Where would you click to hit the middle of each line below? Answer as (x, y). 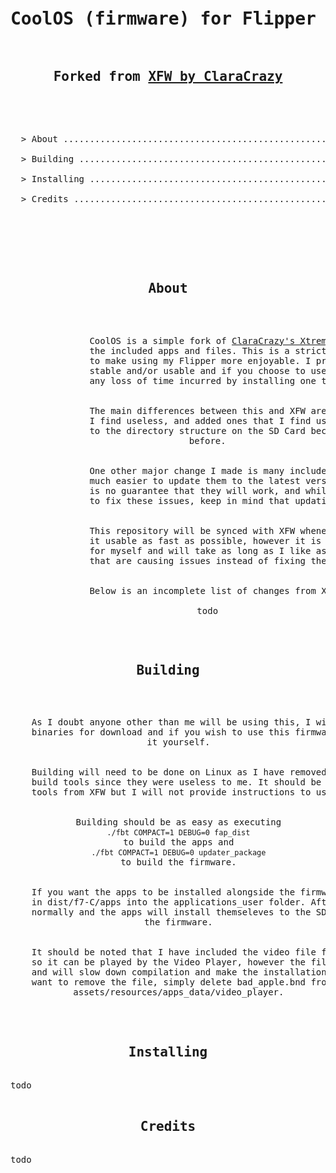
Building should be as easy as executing (178, 822)
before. (207, 440)
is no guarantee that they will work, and (195, 490)
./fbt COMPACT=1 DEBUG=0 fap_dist (178, 833)
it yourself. (178, 742)
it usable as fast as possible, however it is (205, 540)
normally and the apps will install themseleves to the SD (179, 912)
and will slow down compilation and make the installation (179, 972)
